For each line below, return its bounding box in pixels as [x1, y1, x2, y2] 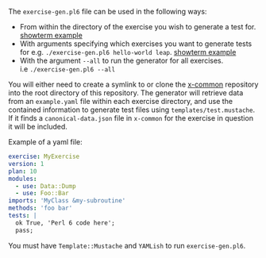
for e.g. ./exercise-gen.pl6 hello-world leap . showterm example [19, 48, 237, 56]
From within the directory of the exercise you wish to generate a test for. [19, 22, 256, 31]
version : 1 [8, 160, 44, 168]
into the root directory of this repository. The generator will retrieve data [8, 88, 244, 98]
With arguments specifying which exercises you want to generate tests [19, 39, 253, 48]
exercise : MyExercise [8, 152, 80, 160]
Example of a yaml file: [8, 137, 83, 146]
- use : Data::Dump [15, 182, 77, 190]
